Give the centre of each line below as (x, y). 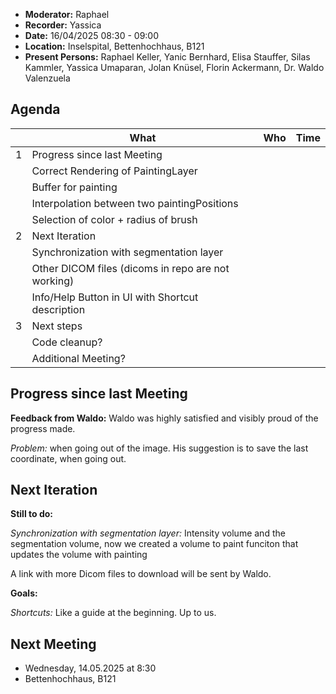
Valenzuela (47, 78)
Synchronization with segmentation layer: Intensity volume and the (148, 533)
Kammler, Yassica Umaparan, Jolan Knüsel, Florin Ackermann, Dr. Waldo (174, 67)
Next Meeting (53, 644)
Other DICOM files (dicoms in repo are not (130, 268)
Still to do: (31, 514)
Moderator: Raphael (67, 14)
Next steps (57, 326)
